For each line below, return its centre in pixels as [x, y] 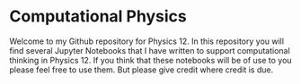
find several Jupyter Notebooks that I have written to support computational [150, 50]
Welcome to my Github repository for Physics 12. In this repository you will [147, 41]
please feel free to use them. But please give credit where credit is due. [142, 70]
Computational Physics [98, 17]
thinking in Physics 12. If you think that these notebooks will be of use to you [150, 60]
